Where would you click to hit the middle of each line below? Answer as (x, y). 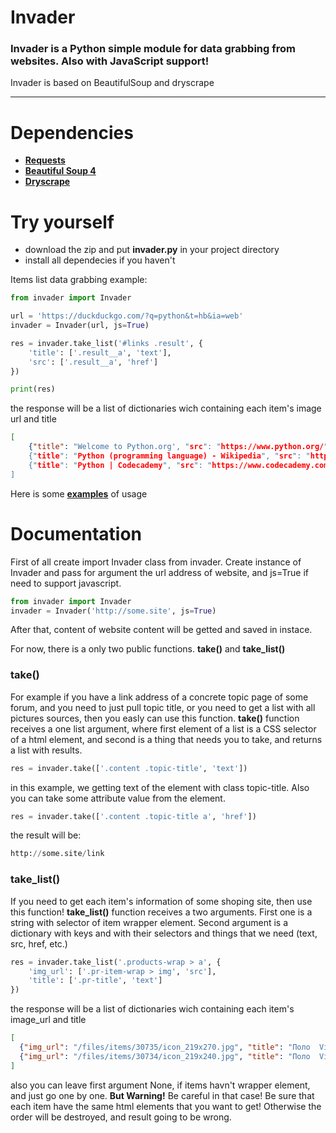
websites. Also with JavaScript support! (110, 61)
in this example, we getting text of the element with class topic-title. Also (160, 787)
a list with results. (46, 750)
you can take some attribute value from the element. (118, 798)
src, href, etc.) (39, 943)
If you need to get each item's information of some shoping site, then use (161, 901)
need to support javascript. (66, 583)
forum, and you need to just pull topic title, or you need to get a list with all (163, 707)
